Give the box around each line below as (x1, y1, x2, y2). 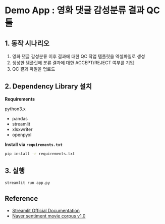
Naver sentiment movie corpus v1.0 (12, 213, 86, 219)
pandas (12, 115, 28, 121)
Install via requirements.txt (5, 141, 63, 147)
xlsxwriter (12, 126, 33, 132)
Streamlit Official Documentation (12, 208, 80, 214)
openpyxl (12, 131, 32, 138)
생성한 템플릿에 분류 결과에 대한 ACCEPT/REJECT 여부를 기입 (12, 60, 134, 66)
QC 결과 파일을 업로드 (12, 66, 56, 72)
